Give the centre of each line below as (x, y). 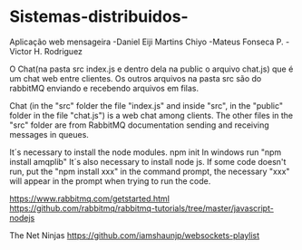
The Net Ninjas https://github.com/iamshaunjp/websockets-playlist (135, 235)
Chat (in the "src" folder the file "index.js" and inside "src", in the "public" (146, 105)
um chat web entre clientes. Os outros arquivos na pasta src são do (136, 78)
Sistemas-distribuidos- (99, 17)
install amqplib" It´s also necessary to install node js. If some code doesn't (148, 161)
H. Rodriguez (58, 51)
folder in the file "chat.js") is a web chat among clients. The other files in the (151, 115)
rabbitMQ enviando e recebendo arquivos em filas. (104, 88)
